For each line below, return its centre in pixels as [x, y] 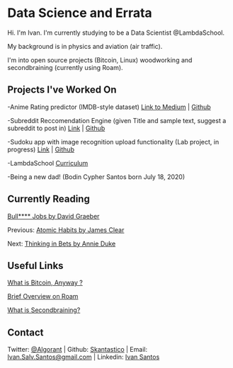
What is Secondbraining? [44, 310]
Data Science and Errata [80, 13]
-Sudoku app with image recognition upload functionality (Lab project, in [113, 142]
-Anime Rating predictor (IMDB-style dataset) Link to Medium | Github [109, 107]
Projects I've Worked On [62, 90]
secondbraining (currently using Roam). [65, 67]
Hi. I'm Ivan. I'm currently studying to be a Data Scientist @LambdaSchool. [116, 33]
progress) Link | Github [41, 149]
